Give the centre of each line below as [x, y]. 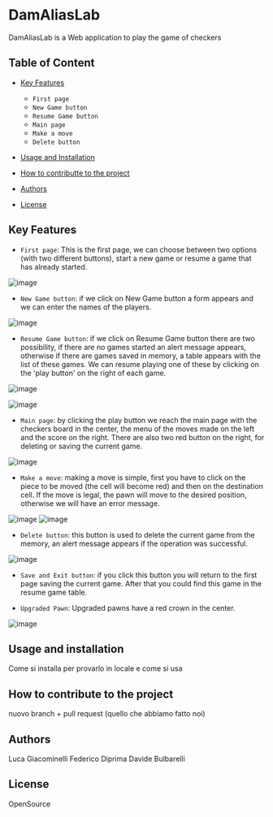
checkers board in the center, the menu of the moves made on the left [137, 429]
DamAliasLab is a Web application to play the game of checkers [115, 37]
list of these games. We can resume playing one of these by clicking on [140, 364]
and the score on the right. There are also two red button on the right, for [142, 437]
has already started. [54, 266]
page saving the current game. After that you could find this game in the [141, 583]
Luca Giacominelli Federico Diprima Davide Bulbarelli [97, 759]
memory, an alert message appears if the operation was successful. [134, 543]
